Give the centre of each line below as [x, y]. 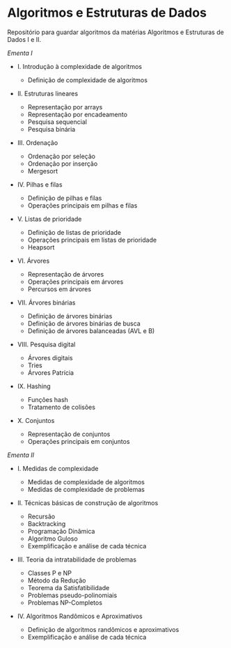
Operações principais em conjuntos [79, 441]
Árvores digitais [50, 357]
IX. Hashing [34, 386]
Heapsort [41, 247]
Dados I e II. [24, 39]
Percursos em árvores [59, 289]
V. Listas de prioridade [49, 219]
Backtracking [47, 523]
